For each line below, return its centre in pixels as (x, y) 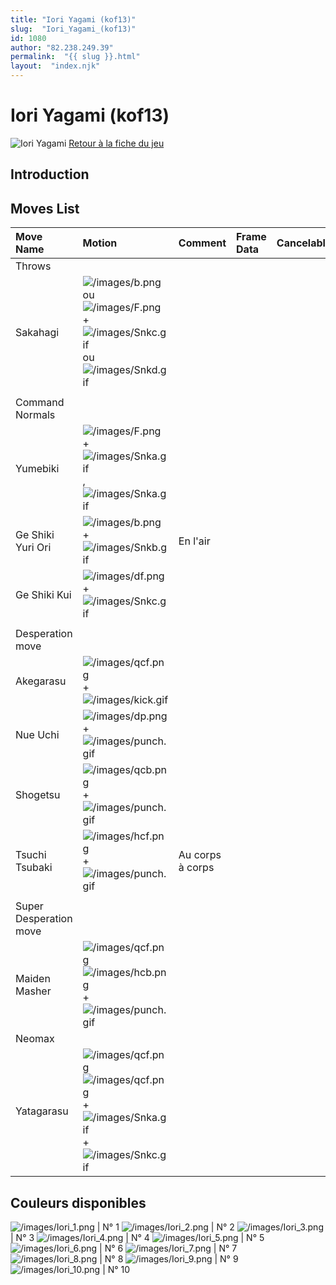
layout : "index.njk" (55, 66)
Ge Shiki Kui (43, 595)
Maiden (33, 979)
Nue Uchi (37, 735)
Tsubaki (34, 868)
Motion (100, 243)
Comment (202, 243)
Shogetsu (38, 795)
